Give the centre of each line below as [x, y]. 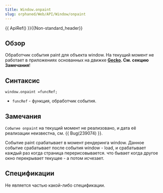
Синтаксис [22, 81]
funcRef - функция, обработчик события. [54, 101]
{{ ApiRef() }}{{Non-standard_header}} [44, 28]
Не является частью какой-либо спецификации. [55, 185]
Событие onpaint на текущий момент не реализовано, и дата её [71, 128]
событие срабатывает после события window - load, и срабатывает [76, 148]
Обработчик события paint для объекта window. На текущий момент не [80, 55]
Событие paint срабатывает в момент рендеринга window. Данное [75, 142]
